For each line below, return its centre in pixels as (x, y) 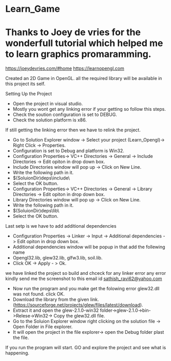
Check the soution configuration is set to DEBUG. (65, 115)
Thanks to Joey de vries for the (73, 33)
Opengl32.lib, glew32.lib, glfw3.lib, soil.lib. (58, 258)
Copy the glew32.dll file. (79, 316)
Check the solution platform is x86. (50, 120)
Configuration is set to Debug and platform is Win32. (68, 151)
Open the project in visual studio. (48, 104)
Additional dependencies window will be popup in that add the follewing (89, 247)
